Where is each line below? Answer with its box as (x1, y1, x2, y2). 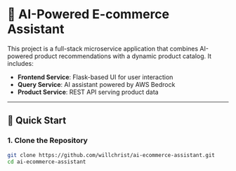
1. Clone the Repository (7, 136, 88, 146)
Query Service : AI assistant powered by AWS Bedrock (17, 80, 176, 88)
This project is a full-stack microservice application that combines (7, 44, 199, 53)
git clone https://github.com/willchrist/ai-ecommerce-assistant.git (7, 151, 216, 158)
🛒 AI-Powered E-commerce (7, 6, 170, 22)
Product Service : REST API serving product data (17, 88, 159, 96)
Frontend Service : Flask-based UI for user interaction (17, 73, 173, 81)
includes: (7, 59, 34, 67)
